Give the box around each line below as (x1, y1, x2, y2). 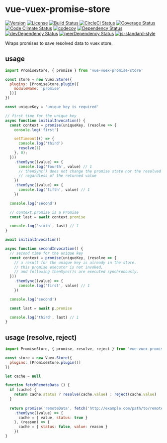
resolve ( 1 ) (18, 146, 41, 150)
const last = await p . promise (9, 305, 72, 311)
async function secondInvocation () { (5, 246, 83, 251)
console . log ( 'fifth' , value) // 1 (18, 187, 90, 192)
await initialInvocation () (5, 237, 61, 242)
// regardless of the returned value (18, 173, 97, 178)
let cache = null (5, 374, 41, 379)
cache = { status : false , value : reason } (18, 425, 108, 430)
